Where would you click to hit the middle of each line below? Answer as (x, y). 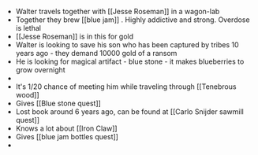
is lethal (28, 28)
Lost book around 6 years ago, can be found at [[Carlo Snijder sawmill (130, 112)
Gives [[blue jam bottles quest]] (67, 137)
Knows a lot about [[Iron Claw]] (66, 128)
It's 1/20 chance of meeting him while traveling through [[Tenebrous (126, 87)
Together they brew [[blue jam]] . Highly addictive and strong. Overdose (133, 20)
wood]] (27, 95)
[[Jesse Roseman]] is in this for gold (75, 36)
